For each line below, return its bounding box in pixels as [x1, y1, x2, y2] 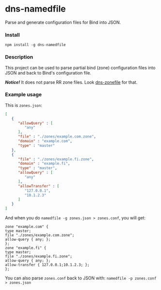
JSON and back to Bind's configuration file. [5, 70, 91, 76]
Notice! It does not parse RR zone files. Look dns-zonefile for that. [5, 79, 138, 85]
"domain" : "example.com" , [17, 139, 73, 144]
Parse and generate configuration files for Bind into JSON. [5, 19, 121, 25]
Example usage [5, 91, 42, 98]
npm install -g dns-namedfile [5, 43, 66, 47]
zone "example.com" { [5, 224, 49, 229]
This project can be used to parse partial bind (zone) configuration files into [5, 64, 156, 71]
